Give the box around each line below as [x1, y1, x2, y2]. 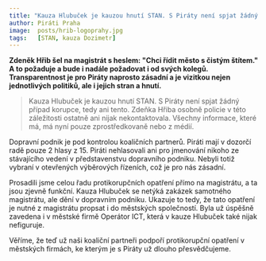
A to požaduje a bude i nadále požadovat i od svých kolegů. [9, 64, 209, 74]
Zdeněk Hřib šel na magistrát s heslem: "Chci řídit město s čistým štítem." [9, 56, 259, 65]
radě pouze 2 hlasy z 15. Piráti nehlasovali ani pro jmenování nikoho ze [9, 146, 239, 155]
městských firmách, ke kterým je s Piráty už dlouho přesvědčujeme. [9, 244, 231, 254]
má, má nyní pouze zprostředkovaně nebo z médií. [28, 122, 195, 131]
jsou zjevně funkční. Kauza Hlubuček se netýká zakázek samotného [9, 186, 232, 196]
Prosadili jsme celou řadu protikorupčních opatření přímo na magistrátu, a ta [9, 178, 257, 188]
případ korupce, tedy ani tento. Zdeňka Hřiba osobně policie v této [28, 105, 247, 115]
